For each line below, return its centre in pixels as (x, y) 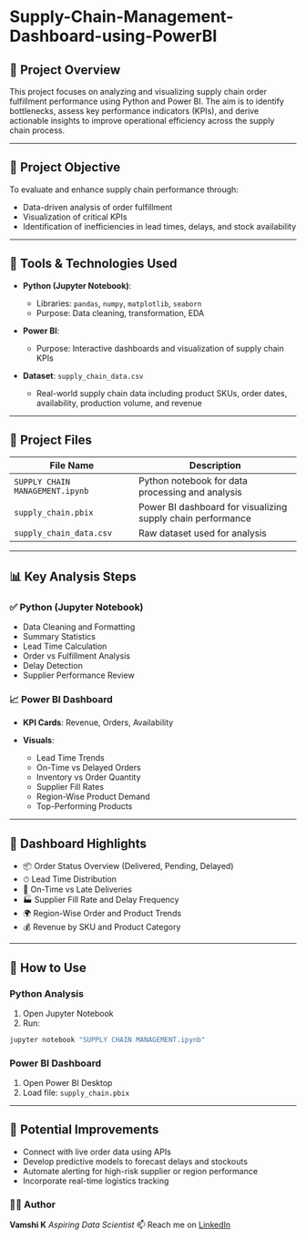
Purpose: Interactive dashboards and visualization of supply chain (160, 348)
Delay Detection (53, 666)
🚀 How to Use (48, 968)
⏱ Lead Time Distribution (69, 879)
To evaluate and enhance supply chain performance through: (124, 189)
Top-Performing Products (84, 806)
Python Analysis (47, 993)
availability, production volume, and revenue (119, 403)
